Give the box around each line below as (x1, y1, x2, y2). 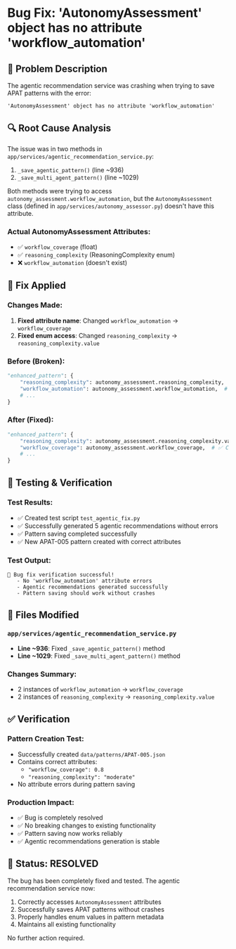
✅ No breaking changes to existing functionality (17, 821, 157, 830)
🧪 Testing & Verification (7, 477, 112, 489)
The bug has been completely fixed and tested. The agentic (7, 877, 181, 885)
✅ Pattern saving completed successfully (17, 529, 138, 538)
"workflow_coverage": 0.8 (27, 766, 104, 773)
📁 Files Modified (7, 609, 79, 621)
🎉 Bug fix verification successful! (7, 572, 114, 579)
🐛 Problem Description (7, 63, 107, 75)
